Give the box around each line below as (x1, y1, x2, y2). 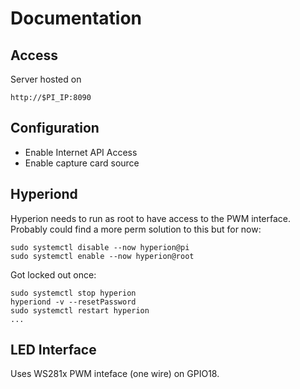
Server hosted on (10, 73, 82, 85)
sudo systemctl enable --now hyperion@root (10, 251, 195, 261)
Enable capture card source (24, 157, 140, 169)
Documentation (10, 7, 143, 30)
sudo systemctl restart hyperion (10, 305, 150, 316)
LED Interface (10, 342, 97, 359)
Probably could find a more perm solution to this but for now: (10, 223, 262, 235)
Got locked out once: (10, 268, 97, 281)
